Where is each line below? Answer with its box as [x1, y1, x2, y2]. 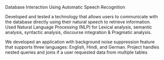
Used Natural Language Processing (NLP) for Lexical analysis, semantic [5, 24, 153, 30]
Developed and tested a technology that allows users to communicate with [5, 14, 158, 19]
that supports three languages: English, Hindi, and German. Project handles [5, 44, 160, 50]
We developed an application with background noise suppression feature [5, 39, 155, 45]
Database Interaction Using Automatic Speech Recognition [5, 4, 126, 10]
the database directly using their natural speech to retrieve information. [5, 19, 151, 25]
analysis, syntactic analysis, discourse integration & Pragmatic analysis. [5, 30, 152, 35]
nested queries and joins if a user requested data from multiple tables [5, 49, 148, 55]
